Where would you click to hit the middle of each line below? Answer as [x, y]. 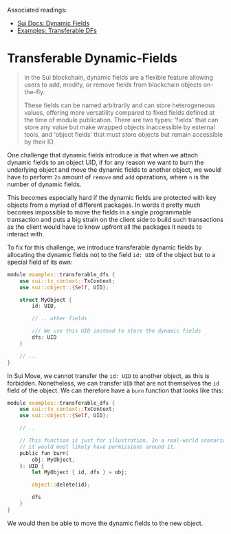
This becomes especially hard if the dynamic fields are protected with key [112, 197]
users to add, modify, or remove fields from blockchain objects [113, 85]
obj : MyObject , [54, 460]
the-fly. [34, 91]
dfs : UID [44, 337]
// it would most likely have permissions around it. [98, 447]
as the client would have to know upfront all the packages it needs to [104, 227]
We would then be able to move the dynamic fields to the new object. [105, 523]
